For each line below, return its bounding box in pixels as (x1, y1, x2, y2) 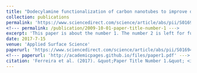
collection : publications (6, 14, 69, 20)
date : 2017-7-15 (6, 36, 46, 42)
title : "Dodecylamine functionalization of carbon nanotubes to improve (6, 8, 188, 15)
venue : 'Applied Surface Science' (6, 42, 91, 48)
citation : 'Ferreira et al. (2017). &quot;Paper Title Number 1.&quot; (6, 58, 185, 64)
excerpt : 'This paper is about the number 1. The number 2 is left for (6, 31, 185, 36)
